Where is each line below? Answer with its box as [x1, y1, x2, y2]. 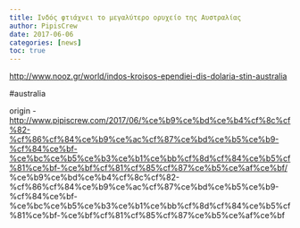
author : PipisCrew [9, 21, 78, 30]
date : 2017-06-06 [9, 30, 74, 38]
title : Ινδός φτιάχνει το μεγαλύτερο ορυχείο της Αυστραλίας [9, 13, 242, 22]
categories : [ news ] [9, 38, 82, 47]
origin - [9, 106, 37, 116]
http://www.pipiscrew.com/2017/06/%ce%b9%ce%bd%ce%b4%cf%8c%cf [9, 115, 291, 126]
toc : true [9, 46, 46, 55]
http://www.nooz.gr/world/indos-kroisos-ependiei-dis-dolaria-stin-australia [9, 71, 287, 81]
